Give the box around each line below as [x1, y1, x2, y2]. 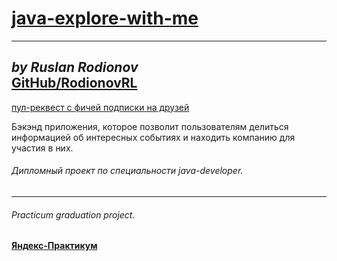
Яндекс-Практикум [11, 240, 98, 252]
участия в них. [11, 142, 74, 154]
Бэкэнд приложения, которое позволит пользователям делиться [11, 120, 289, 132]
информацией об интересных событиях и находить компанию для [11, 131, 296, 143]
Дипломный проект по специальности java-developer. [11, 165, 244, 177]
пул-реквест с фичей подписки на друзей [11, 101, 190, 113]
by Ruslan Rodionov [11, 59, 139, 76]
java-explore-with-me [11, 7, 199, 30]
